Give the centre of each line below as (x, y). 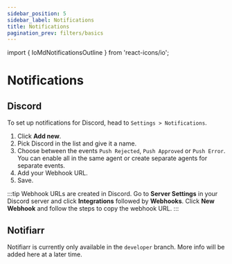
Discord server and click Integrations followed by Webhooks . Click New (111, 201)
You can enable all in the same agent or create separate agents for (112, 158)
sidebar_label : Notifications (51, 20)
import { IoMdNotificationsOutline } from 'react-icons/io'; (88, 53)
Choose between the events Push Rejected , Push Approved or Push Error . (121, 151)
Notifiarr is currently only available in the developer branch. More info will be (116, 247)
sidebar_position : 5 (37, 14)
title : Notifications (38, 26)
